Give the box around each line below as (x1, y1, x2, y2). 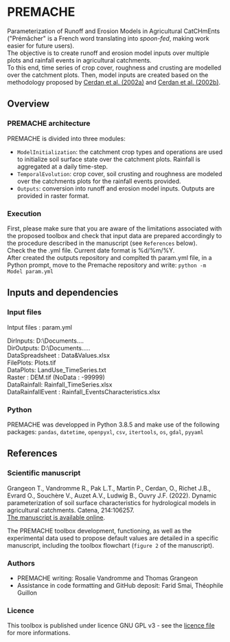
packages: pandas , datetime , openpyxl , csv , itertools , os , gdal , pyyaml (7, 427, 204, 436)
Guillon (16, 588, 38, 597)
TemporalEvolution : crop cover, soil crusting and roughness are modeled (16, 169, 222, 178)
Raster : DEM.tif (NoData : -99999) (7, 373, 105, 381)
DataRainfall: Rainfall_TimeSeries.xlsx (7, 380, 113, 389)
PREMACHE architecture (7, 118, 91, 128)
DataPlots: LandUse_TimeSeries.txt (7, 365, 106, 374)
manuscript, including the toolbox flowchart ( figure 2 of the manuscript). (7, 541, 214, 549)
